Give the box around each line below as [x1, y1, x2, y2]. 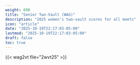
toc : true [5, 40, 26, 45]
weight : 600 [5, 7, 30, 13]
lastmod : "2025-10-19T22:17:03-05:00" [5, 31, 87, 36]
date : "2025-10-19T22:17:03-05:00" [5, 26, 80, 31]
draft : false [5, 36, 33, 41]
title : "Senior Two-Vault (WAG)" [5, 12, 76, 17]
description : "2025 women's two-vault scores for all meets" [5, 17, 136, 22]
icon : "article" [5, 21, 39, 27]
